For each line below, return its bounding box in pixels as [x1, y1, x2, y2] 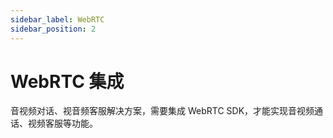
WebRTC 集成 [10, 70, 125, 93]
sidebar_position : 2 [10, 24, 97, 34]
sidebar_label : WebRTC [10, 14, 105, 25]
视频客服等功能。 [27, 117, 98, 130]
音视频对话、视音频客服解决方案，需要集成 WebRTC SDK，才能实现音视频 [10, 105, 315, 117]
